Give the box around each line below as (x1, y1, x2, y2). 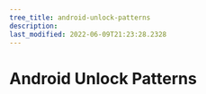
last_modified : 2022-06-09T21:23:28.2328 (9, 30, 167, 38)
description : (9, 21, 58, 30)
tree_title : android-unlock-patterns (9, 13, 151, 22)
